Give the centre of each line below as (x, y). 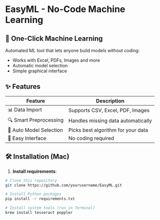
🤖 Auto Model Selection (35, 130)
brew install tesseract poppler (39, 212)
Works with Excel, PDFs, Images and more (56, 60)
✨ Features (23, 87)
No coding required (91, 138)
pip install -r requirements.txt (40, 199)
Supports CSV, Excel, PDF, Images (109, 111)
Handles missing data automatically (110, 121)
